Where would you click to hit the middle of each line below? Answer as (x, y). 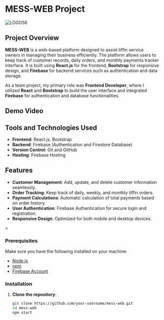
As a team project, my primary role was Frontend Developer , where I (75, 85)
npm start (22, 313)
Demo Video (24, 111)
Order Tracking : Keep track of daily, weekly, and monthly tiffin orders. (83, 192)
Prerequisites (21, 241)
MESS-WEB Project (45, 9)
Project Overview (32, 38)
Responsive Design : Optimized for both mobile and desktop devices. (82, 218)
